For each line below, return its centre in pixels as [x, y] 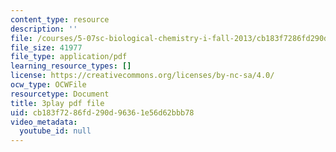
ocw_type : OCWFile [48, 85]
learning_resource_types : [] [71, 66]
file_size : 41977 [46, 47]
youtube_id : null [55, 131]
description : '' [44, 29]
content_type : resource [60, 19]
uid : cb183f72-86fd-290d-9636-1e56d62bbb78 [102, 112]
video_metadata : [44, 122]
